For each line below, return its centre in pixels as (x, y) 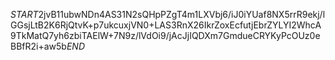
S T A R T (24, 14)
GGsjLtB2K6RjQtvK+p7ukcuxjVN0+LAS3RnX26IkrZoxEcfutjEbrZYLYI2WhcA (166, 25)
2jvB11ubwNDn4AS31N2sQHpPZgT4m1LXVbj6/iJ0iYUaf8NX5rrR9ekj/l (182, 14)
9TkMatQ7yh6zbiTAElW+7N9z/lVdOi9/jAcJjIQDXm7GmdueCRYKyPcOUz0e (165, 35)
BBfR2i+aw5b (38, 46)
